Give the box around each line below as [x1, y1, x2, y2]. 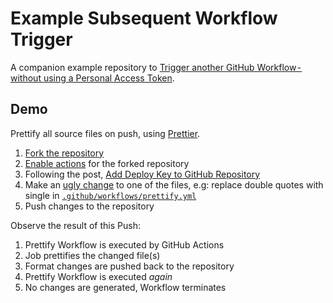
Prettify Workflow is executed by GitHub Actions [24, 238, 225, 251]
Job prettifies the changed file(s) [24, 249, 161, 261]
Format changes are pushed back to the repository [24, 260, 235, 272]
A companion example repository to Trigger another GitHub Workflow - [10, 61, 302, 73]
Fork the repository [24, 147, 105, 159]
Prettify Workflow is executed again [24, 270, 173, 282]
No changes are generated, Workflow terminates [24, 281, 227, 293]
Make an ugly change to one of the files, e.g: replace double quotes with [24, 178, 324, 191]
